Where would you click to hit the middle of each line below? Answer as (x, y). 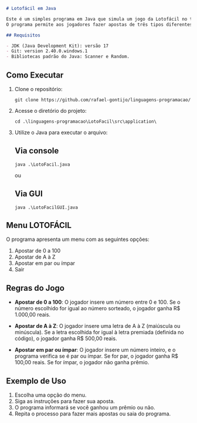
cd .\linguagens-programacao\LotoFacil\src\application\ (86, 121)
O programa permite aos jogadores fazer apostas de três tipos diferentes (99, 24)
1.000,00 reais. (33, 315)
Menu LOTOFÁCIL (39, 225)
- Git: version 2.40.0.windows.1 (47, 51)
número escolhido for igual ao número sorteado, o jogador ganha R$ (97, 308)
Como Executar (35, 75)
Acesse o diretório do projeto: (50, 110)
